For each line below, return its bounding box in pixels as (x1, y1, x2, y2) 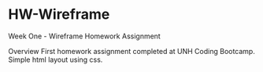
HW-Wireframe (8, 5, 110, 23)
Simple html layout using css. (8, 55, 103, 64)
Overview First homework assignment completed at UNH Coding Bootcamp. (8, 46, 256, 56)
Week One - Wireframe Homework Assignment (8, 31, 161, 41)
